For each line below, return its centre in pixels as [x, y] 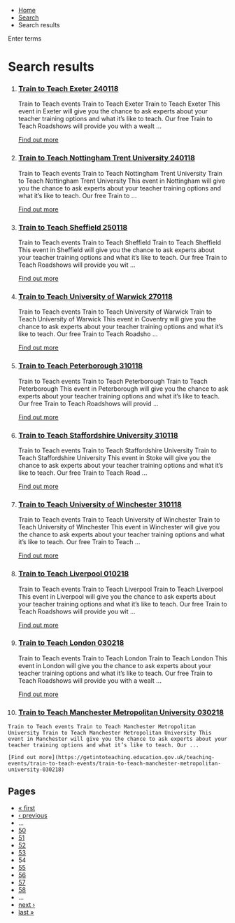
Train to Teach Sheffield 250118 [73, 227]
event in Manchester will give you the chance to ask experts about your [118, 739]
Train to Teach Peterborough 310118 [80, 366]
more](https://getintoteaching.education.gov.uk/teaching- [127, 758]
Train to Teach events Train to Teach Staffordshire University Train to [117, 450]
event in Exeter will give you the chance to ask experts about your [113, 111]
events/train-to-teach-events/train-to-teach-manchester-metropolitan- [114, 764]
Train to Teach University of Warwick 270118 [95, 297]
